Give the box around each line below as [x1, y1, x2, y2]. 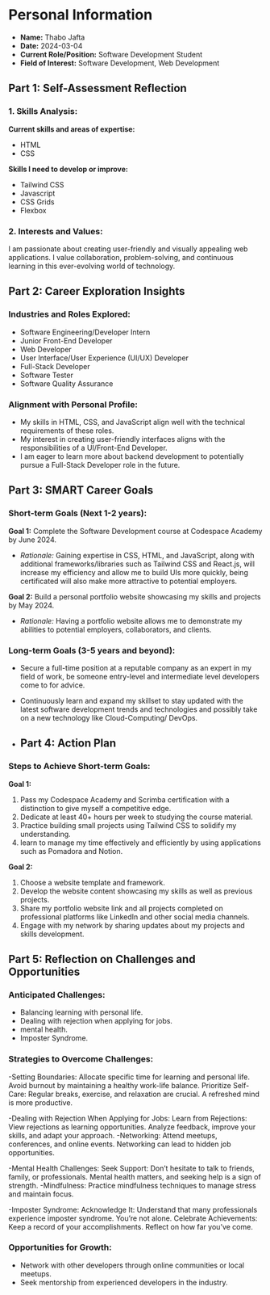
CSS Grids [19, 196, 55, 207]
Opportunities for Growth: [8, 1242, 112, 1253]
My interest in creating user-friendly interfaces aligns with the [19, 434, 226, 444]
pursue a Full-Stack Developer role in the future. [19, 460, 181, 469]
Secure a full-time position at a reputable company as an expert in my [19, 662, 252, 672]
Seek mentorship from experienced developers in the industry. [19, 1277, 228, 1287]
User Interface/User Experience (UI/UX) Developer [19, 353, 189, 363]
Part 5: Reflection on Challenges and [8, 952, 196, 966]
